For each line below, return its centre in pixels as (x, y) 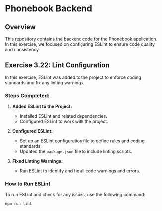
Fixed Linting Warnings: (38, 161)
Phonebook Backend (49, 9)
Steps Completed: (27, 95)
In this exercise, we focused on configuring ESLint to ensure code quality (80, 44)
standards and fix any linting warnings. (45, 82)
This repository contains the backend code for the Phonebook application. (81, 39)
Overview (21, 27)
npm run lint (19, 204)
